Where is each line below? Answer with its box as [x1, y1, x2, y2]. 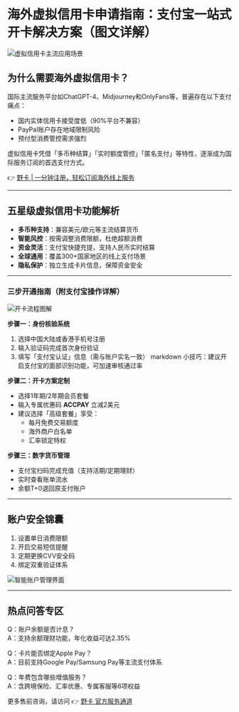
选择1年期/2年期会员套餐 [17, 391, 90, 400]
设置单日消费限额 [17, 533, 68, 542]
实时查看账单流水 [17, 474, 68, 484]
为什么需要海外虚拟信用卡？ [7, 72, 129, 84]
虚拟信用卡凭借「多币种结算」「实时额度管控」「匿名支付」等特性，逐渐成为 [7, 149, 225, 157]
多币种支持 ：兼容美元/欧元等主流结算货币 [17, 225, 139, 233]
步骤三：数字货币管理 [7, 451, 70, 459]
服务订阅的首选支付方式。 [13, 158, 89, 166]
